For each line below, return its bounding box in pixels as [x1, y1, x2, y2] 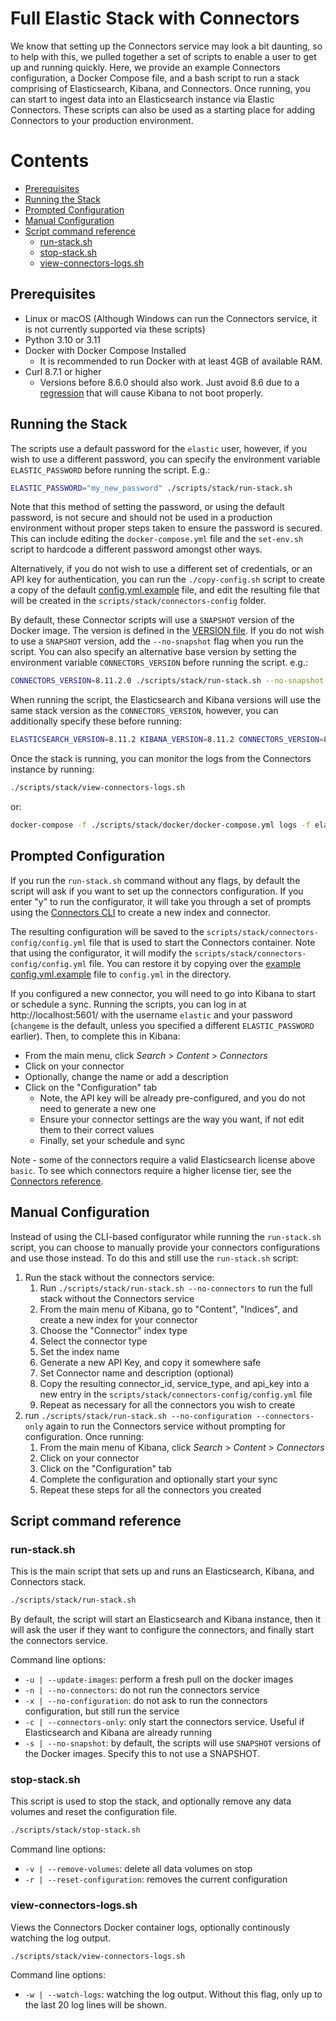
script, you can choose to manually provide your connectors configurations [10, 1241, 321, 1253]
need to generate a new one [39, 1102, 157, 1114]
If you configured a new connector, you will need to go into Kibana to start [10, 987, 316, 999]
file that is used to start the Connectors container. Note [88, 936, 316, 948]
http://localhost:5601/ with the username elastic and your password [10, 1008, 293, 1021]
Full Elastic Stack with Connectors [10, 7, 300, 30]
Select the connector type [39, 1335, 148, 1347]
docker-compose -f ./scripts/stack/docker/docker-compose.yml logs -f [10, 820, 311, 830]
